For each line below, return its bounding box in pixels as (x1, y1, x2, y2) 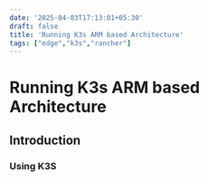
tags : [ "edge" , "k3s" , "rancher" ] (9, 38, 131, 48)
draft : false (9, 22, 59, 31)
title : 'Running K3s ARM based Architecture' (9, 30, 184, 39)
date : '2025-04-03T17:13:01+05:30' (9, 13, 144, 23)
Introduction (9, 132, 81, 148)
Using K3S (9, 159, 57, 172)
